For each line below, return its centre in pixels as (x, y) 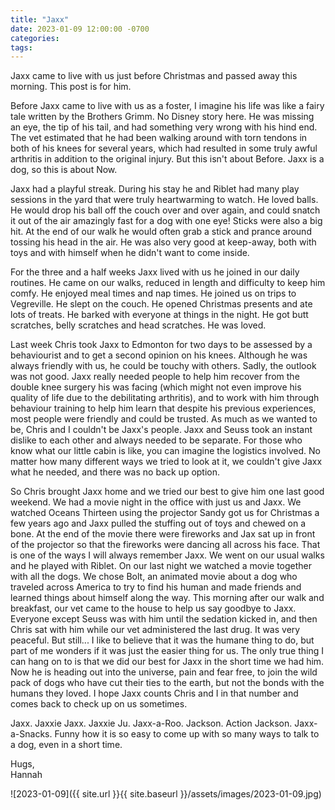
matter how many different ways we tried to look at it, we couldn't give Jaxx (166, 462)
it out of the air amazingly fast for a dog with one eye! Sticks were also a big (166, 221)
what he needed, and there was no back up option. (115, 472)
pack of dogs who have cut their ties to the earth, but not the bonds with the (167, 683)
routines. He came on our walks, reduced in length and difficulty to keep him (168, 283)
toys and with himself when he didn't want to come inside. (130, 253)
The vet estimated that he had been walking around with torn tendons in (159, 138)
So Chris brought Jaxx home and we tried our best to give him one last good (167, 492)
